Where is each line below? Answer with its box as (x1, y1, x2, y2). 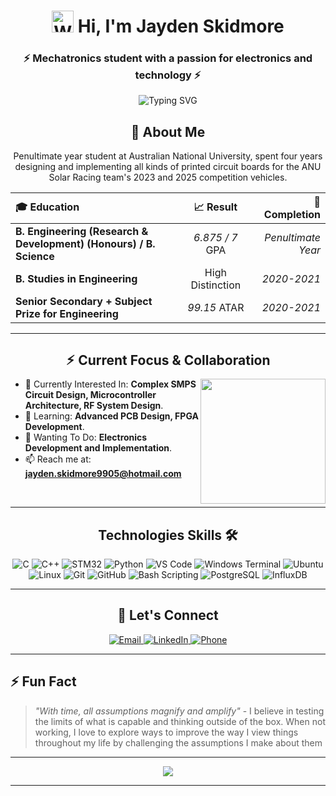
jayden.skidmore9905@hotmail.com (24, 468, 182, 480)
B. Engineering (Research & (15, 225, 149, 239)
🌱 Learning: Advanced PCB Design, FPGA (24, 410, 199, 422)
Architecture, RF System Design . (24, 400, 164, 412)
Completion (263, 208, 321, 222)
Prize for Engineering (15, 307, 119, 321)
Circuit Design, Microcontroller (24, 389, 157, 401)
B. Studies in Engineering (15, 272, 138, 286)
